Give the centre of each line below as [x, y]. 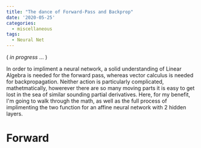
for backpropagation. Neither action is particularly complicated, [85, 82]
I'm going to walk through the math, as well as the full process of [87, 101]
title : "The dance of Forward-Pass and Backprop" [70, 12]
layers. [14, 114]
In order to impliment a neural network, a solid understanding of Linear [94, 69]
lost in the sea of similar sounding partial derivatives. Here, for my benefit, [98, 95]
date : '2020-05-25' [31, 18]
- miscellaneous [32, 29]
